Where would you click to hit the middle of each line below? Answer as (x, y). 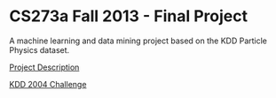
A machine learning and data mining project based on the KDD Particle (138, 41)
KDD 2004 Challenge (48, 84)
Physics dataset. (39, 49)
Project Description (44, 67)
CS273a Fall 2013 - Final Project (129, 16)
